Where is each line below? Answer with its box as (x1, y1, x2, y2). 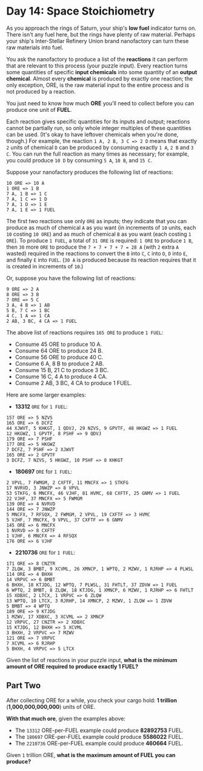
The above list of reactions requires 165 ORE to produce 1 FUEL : (6, 328, 164, 336)
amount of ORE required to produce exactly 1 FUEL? (6, 663, 139, 670)
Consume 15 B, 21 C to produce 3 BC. (15, 366, 109, 373)
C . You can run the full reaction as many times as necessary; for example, (6, 150, 190, 157)
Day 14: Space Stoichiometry (6, 4, 155, 18)
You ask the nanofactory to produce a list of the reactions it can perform (6, 55, 188, 63)
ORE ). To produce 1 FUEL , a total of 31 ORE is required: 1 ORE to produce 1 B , (6, 237, 193, 244)
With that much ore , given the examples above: (6, 714, 126, 722)
